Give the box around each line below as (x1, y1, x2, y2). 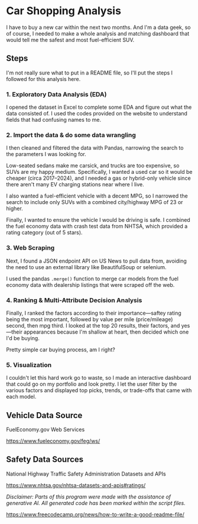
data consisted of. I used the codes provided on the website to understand (6, 110, 188, 117)
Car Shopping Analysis (6, 4, 121, 18)
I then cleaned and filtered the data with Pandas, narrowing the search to (6, 144, 184, 151)
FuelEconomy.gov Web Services (6, 426, 85, 433)
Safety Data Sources (6, 454, 84, 465)
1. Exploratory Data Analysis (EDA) (6, 90, 107, 98)
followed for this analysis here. (6, 75, 81, 82)
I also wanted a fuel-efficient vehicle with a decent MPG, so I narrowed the (6, 192, 188, 199)
